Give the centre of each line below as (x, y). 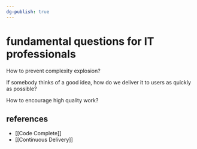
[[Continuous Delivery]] (44, 140)
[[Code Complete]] (38, 133)
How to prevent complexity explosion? (53, 71)
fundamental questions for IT (80, 41)
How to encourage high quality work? (52, 100)
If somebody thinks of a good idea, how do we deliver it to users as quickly (99, 82)
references (27, 119)
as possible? (22, 89)
